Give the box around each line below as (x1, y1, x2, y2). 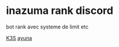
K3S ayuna (6, 34, 32, 41)
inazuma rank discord (6, 4, 114, 17)
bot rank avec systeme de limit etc (6, 23, 89, 30)
